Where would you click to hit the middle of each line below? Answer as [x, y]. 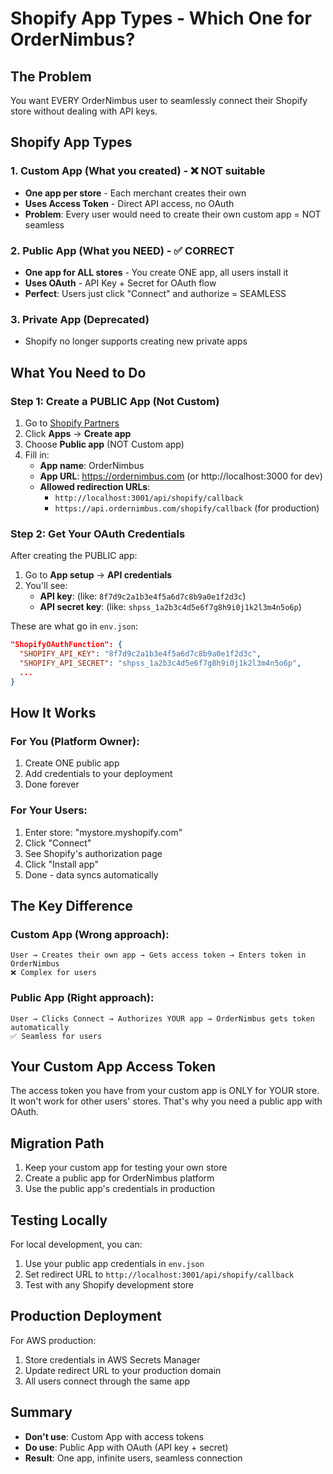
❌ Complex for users [53, 973]
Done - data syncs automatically [91, 874]
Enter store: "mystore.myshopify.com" [103, 832]
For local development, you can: [76, 1244]
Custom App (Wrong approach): [90, 934]
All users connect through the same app [107, 1381]
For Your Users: [49, 810]
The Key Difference [71, 906]
